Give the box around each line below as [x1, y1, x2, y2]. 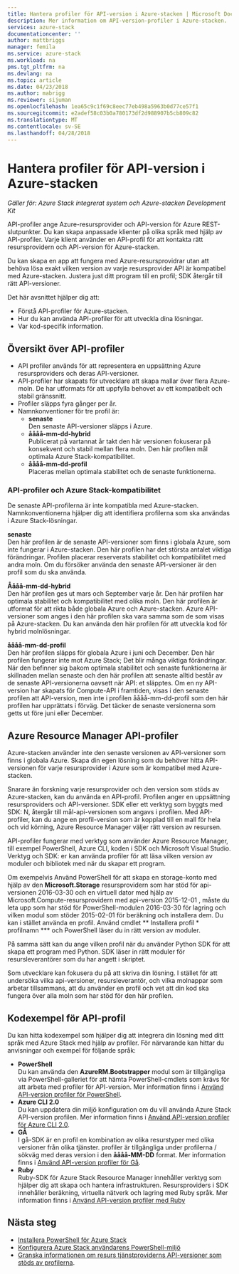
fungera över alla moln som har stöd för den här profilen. [7, 991, 174, 1000]
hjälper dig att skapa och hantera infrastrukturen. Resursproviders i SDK [17, 1181, 229, 1189]
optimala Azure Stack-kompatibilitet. [28, 453, 135, 461]
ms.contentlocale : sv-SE [7, 122, 81, 130]
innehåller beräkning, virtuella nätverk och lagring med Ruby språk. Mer [17, 1189, 228, 1197]
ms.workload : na [7, 57, 55, 64]
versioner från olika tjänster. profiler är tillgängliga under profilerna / [17, 1143, 217, 1152]
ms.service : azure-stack [7, 51, 81, 58]
